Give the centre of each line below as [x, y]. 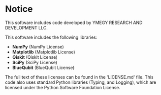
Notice [19, 9]
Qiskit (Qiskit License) [35, 57]
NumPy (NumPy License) [38, 47]
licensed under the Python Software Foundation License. [63, 87]
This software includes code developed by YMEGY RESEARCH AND [74, 23]
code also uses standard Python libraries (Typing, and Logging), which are [81, 82]
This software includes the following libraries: [51, 37]
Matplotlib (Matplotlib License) [44, 52]
